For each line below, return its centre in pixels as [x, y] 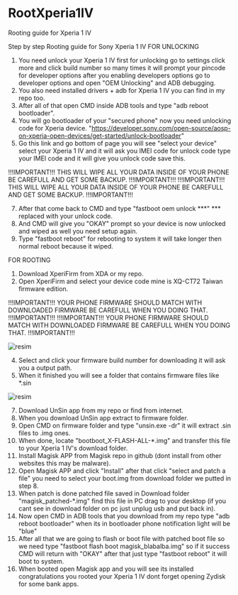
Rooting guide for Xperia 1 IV [50, 33]
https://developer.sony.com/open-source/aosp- [161, 128]
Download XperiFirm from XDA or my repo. [81, 273]
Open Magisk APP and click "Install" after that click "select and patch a [122, 471]
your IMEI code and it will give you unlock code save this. [102, 158]
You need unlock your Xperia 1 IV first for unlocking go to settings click [122, 60]
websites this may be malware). [64, 463]
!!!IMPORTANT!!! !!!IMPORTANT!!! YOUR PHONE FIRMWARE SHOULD [108, 317]
